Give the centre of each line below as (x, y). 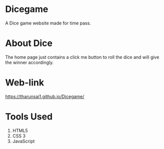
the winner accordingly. (29, 62)
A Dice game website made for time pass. (48, 23)
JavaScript (23, 141)
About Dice (29, 43)
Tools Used (29, 116)
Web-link (24, 83)
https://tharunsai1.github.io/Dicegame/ (45, 96)
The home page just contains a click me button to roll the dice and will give (82, 57)
